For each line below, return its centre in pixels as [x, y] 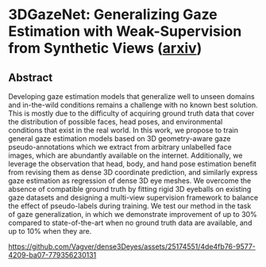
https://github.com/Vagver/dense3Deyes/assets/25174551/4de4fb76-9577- [132, 246]
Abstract [31, 77]
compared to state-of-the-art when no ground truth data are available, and [130, 223]
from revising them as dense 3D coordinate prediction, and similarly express [133, 172]
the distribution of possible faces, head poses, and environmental [116, 122]
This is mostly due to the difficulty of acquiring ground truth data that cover [131, 113]
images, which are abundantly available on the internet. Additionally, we [125, 155]
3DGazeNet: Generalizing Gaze [113, 15]
